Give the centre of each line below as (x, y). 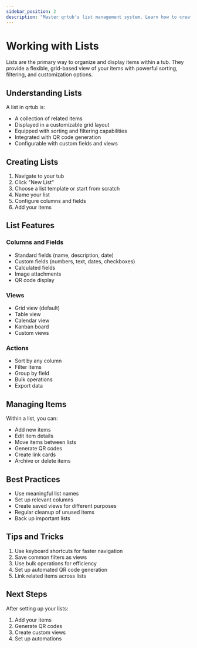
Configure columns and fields (50, 201)
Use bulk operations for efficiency (55, 563)
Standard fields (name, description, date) (64, 255)
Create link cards (35, 454)
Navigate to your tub (39, 176)
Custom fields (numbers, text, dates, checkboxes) (75, 261)
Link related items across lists (50, 576)
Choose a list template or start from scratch (67, 189)
